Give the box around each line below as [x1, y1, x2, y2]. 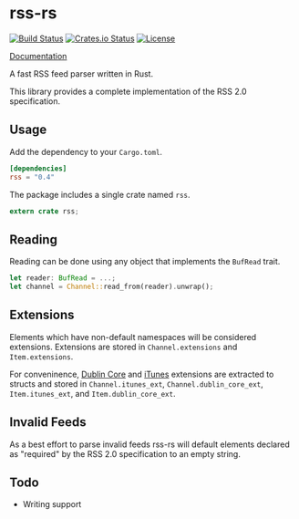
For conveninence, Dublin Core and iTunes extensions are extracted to [9, 368, 274, 379]
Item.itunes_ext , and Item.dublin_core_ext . [9, 388, 176, 399]
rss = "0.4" [9, 172, 55, 182]
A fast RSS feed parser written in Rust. [9, 67, 153, 79]
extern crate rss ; [9, 206, 79, 216]
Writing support [22, 499, 82, 510]
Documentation [9, 50, 67, 61]
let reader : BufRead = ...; [9, 274, 117, 283]
